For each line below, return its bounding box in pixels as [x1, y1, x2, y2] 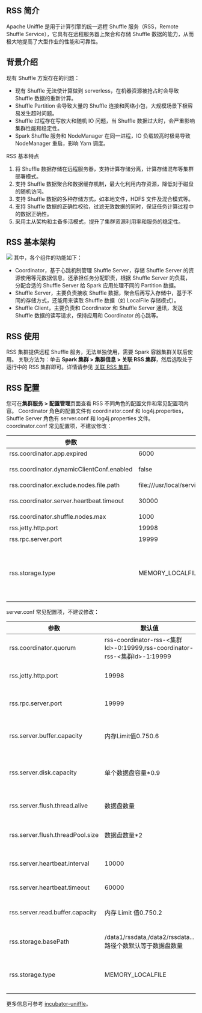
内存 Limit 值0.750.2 [104, 908, 162, 917]
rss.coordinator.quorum [9, 644, 76, 652]
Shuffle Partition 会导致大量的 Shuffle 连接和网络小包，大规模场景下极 [14, 102, 188, 109]
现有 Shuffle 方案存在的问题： [6, 74, 80, 81]
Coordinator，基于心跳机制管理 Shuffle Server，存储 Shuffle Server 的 [14, 267, 189, 274]
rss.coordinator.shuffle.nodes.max [9, 513, 106, 521]
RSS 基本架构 [6, 237, 56, 248]
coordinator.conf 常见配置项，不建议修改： [6, 423, 112, 430]
